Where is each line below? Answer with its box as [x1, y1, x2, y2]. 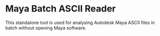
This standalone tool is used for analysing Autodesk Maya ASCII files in [5, 19, 155, 25]
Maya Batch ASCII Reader [5, 3, 116, 14]
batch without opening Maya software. [5, 24, 87, 30]
